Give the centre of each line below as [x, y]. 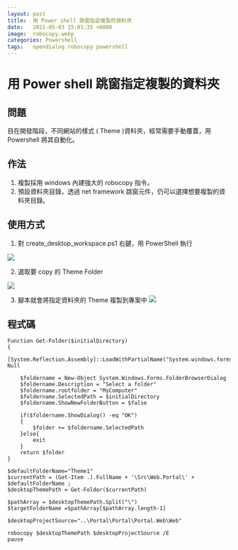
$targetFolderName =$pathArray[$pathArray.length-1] [87, 509]
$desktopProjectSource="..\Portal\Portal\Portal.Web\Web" [95, 521]
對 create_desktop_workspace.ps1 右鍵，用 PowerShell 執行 [105, 243]
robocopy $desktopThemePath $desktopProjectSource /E [89, 533]
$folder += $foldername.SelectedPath [88, 428]
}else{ [30, 434]
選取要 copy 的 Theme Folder [60, 271]
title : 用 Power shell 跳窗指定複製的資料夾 [70, 21]
